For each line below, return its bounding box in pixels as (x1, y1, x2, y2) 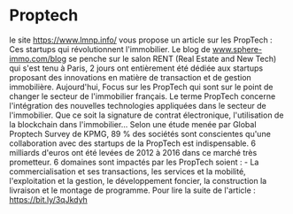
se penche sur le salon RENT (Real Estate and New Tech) (67, 53, 277, 64)
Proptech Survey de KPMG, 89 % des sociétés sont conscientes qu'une (9, 128, 272, 139)
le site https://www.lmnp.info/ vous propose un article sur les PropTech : (9, 34, 273, 45)
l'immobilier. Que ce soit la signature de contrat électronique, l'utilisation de (9, 110, 284, 120)
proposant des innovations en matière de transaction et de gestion (9, 72, 252, 82)
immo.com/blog (9, 53, 66, 64)
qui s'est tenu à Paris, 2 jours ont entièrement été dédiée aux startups (9, 63, 264, 73)
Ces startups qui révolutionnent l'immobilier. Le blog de (9, 43, 211, 54)
